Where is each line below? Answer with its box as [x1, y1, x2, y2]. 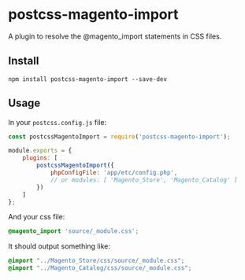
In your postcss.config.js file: [8, 117, 107, 127]
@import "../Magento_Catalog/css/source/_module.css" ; [8, 264, 192, 272]
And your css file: [8, 212, 65, 222]
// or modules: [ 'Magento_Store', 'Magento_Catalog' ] [50, 175, 238, 184]
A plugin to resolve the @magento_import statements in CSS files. [8, 31, 222, 41]
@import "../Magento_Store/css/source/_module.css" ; [8, 257, 185, 265]
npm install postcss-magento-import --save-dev [8, 75, 168, 83]
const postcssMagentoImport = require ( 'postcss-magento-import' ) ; [8, 132, 231, 141]
